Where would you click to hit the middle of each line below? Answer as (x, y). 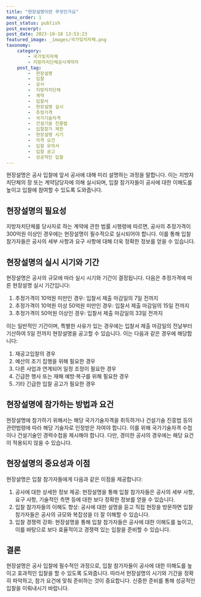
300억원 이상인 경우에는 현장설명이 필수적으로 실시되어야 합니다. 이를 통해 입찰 (99, 234)
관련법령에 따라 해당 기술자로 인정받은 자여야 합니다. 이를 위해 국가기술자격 (94, 427)
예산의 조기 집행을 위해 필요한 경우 (55, 361)
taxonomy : (19, 46)
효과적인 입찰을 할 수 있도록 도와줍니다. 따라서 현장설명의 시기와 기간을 (100, 573)
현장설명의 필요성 (36, 211)
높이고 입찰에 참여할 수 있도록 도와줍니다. (54, 190)
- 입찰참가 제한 (46, 129)
